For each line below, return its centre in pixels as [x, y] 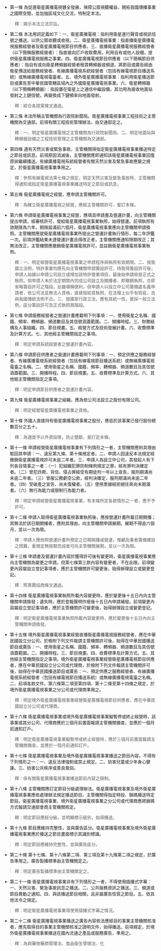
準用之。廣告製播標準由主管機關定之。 [52, 861]
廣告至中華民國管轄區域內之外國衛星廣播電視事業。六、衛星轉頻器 [84, 83]
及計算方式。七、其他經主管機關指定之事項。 [54, 334]
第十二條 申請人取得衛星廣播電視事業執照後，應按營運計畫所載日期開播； [83, 517]
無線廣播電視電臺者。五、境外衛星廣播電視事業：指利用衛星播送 [87, 77]
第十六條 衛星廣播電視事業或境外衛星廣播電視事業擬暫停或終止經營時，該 [83, 716]
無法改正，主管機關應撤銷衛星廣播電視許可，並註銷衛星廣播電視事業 [78, 246]
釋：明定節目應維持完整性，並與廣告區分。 [57, 844]
